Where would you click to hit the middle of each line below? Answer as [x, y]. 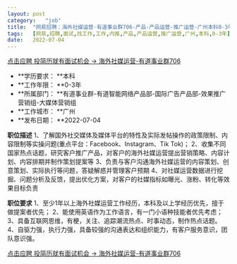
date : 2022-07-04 [36, 40]
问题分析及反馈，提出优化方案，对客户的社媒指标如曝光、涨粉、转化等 [121, 179]
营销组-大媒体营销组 [47, 102]
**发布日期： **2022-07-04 [59, 120]
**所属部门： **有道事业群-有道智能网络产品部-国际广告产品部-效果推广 [122, 94]
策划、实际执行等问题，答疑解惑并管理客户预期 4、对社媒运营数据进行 [115, 171]
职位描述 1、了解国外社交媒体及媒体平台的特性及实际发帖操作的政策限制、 [115, 136]
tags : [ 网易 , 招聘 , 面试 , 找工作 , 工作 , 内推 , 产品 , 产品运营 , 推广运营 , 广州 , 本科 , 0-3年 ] [119, 34]
